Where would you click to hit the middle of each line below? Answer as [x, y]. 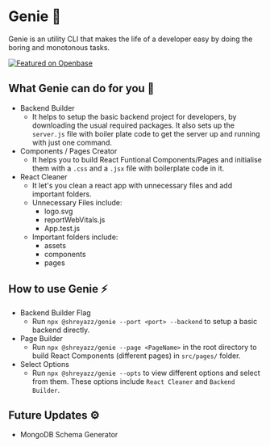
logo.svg [58, 211]
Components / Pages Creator [69, 151]
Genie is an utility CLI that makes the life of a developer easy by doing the [131, 39]
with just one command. [72, 142]
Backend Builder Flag [55, 312]
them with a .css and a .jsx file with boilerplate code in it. [128, 168]
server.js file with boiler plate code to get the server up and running [146, 133]
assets [55, 245]
